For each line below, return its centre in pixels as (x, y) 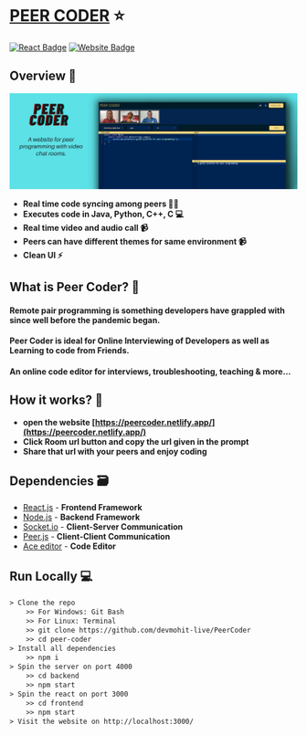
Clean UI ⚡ (43, 255)
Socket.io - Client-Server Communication (103, 527)
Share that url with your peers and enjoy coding (115, 451)
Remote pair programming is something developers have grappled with (147, 310)
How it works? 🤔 (56, 400)
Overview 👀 (43, 76)
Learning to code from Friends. (69, 351)
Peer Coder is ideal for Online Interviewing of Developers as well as (139, 341)
